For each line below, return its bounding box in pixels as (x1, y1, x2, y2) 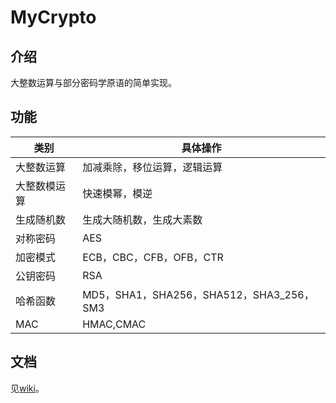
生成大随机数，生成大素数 (82, 212, 203, 226)
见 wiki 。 (10, 382, 45, 394)
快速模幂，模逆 (82, 186, 153, 200)
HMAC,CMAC (82, 317, 147, 331)
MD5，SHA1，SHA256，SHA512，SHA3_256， (82, 287, 315, 301)
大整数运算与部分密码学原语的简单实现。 (10, 77, 177, 88)
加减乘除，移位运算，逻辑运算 (82, 160, 223, 174)
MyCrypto (10, 6, 97, 29)
